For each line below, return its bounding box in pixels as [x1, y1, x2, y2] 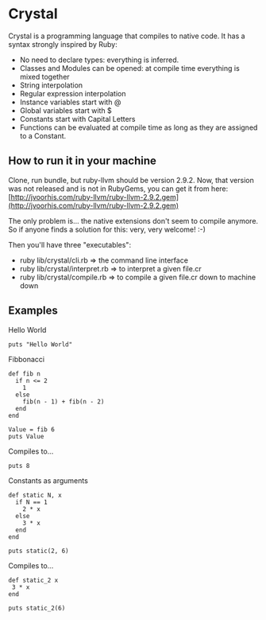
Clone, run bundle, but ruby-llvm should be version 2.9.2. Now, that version [8, 175, 254, 185]
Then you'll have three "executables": [8, 240, 132, 249]
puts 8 [8, 462, 30, 470]
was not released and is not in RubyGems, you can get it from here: [8, 184, 229, 193]
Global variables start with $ [19, 105, 113, 115]
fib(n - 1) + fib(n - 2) [22, 397, 105, 406]
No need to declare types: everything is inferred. [19, 55, 179, 64]
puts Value [8, 432, 44, 440]
